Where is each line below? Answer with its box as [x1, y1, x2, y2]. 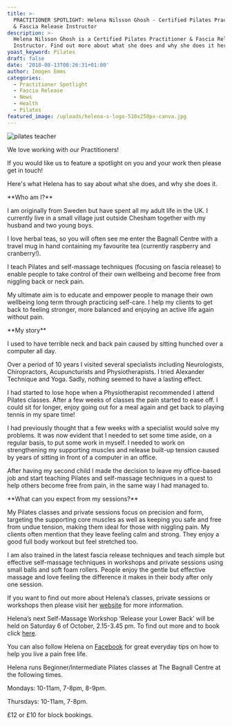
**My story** [7, 326, 47, 334]
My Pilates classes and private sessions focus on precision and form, [7, 508, 204, 516]
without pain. [7, 313, 45, 321]
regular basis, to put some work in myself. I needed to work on [7, 438, 185, 447]
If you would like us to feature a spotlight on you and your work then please [7, 158, 222, 167]
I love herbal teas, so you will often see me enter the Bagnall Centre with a [7, 234, 218, 243]
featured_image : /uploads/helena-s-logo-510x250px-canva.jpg [7, 113, 187, 120]
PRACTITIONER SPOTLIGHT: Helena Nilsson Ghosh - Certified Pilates [13, 17, 212, 24]
